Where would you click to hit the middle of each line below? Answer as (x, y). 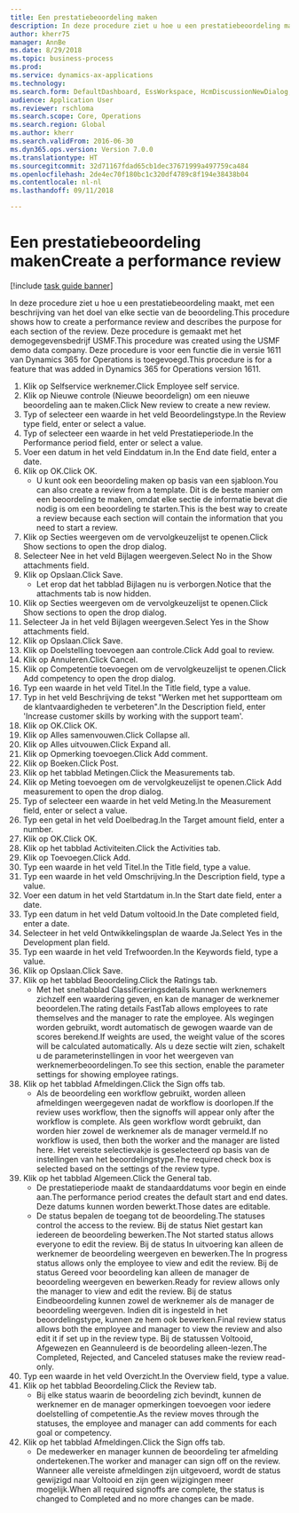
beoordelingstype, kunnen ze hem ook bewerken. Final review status (161, 1320)
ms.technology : (38, 83)
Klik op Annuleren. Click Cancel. (80, 659)
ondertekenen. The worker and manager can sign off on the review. (158, 1461)
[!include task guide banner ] (62, 286)
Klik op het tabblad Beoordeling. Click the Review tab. (119, 1385)
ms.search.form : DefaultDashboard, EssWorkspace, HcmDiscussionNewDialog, (151, 91)
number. (38, 829)
